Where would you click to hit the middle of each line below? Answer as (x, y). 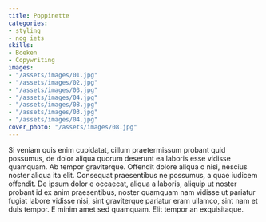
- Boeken (23, 53)
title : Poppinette (39, 16)
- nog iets (26, 38)
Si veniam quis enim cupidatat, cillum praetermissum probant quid (117, 149)
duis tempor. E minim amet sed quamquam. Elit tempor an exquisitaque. (126, 209)
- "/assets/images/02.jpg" (53, 82)
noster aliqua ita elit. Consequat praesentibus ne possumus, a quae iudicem (133, 175)
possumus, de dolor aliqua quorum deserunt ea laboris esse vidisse (120, 158)
